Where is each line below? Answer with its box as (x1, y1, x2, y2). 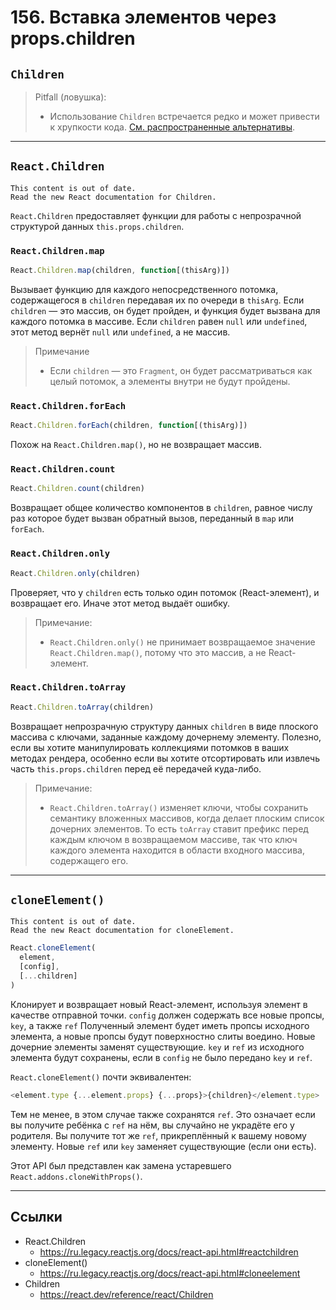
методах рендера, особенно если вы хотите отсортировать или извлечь (10, 752, 321, 764)
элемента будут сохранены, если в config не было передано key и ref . (10, 1051, 313, 1063)
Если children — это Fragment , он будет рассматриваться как (49, 364, 313, 376)
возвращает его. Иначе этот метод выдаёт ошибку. (10, 597, 231, 609)
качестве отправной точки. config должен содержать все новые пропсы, (10, 1009, 325, 1021)
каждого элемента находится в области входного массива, (49, 844, 305, 856)
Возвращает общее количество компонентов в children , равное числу (10, 502, 313, 514)
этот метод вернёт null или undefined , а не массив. (10, 326, 231, 338)
